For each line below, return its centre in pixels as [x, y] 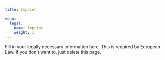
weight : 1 [24, 33]
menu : [11, 19]
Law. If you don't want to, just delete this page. [53, 52]
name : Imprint [29, 28]
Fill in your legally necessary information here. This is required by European [83, 47]
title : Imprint [21, 10]
